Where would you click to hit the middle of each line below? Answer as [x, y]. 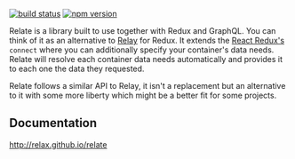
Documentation [53, 123]
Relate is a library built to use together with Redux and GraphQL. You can [143, 31]
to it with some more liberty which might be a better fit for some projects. [143, 95]
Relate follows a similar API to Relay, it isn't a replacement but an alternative [147, 86]
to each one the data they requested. [77, 68]
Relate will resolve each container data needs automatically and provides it [146, 59]
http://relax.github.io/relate [58, 144]
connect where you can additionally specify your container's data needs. [142, 50]
